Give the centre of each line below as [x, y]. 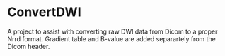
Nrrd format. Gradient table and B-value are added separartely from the [111, 38]
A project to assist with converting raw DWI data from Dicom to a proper [112, 31]
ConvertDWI [44, 12]
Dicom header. [29, 46]
